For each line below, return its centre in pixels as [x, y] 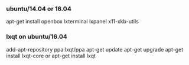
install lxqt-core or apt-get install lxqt [51, 56]
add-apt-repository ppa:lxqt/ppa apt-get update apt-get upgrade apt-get [95, 49]
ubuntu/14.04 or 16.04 [39, 9]
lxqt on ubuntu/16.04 [37, 37]
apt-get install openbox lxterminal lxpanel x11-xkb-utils [72, 22]
